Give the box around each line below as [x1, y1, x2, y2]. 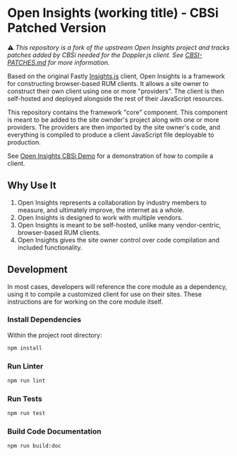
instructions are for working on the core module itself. [7, 297, 164, 306]
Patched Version [7, 20, 107, 36]
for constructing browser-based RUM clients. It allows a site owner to [7, 79, 209, 87]
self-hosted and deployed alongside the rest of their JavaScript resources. [7, 94, 224, 103]
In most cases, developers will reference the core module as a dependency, [7, 282, 228, 290]
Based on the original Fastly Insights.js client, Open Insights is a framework [7, 72, 226, 80]
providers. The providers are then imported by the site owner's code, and [7, 123, 221, 131]
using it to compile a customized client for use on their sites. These [7, 290, 202, 298]
